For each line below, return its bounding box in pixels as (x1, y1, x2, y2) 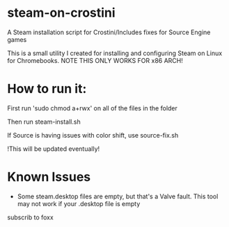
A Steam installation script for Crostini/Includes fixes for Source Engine (7, 28, 211, 36)
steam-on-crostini (7, 5, 116, 21)
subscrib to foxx (7, 213, 54, 221)
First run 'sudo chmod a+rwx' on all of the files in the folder (7, 103, 177, 112)
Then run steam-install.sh (7, 117, 81, 126)
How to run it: (7, 81, 87, 97)
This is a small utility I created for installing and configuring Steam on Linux (7, 49, 223, 57)
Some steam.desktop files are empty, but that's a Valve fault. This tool (17, 192, 219, 200)
